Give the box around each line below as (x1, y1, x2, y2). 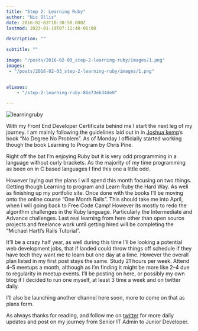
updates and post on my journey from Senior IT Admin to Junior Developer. (6, 318, 189, 326)
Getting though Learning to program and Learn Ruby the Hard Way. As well (6, 183, 189, 190)
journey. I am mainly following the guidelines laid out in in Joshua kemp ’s (6, 128, 183, 136)
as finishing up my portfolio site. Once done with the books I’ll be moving (6, 189, 183, 197)
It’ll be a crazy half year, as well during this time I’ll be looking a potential (6, 239, 183, 246)
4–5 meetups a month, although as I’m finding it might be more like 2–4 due (6, 264, 190, 271)
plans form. (6, 300, 34, 308)
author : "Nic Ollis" (6, 14, 57, 20)
